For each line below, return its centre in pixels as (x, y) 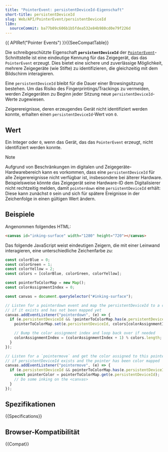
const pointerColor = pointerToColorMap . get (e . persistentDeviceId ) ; (87, 375)
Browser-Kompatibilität (42, 432)
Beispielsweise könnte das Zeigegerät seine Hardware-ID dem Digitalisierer (83, 183)
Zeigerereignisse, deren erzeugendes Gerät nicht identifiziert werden (76, 109)
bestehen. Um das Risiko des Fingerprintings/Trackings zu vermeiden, (77, 89)
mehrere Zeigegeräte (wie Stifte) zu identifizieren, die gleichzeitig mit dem (81, 69)
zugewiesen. (32, 99)
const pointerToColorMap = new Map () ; (45, 283)
